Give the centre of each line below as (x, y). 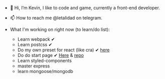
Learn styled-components (45, 61)
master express (34, 66)
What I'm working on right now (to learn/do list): (60, 29)
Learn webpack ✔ (36, 39)
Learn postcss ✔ (35, 45)
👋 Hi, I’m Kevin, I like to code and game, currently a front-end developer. (85, 8)
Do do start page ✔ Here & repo (51, 55)
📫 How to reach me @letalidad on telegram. (56, 18)
